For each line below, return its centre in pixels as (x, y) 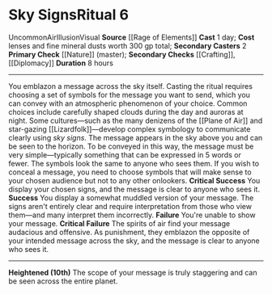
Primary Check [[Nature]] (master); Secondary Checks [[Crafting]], (122, 54)
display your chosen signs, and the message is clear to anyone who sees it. (134, 189)
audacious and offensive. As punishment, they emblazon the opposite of (129, 232)
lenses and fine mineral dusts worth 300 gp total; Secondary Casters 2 (127, 45)
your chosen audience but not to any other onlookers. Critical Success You (134, 180)
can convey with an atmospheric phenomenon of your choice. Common (128, 103)
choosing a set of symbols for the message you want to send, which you (130, 94)
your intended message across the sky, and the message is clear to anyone (134, 241)
